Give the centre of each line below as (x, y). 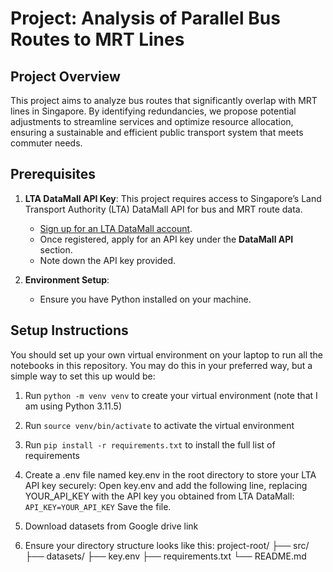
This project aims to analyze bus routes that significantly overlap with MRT (164, 100)
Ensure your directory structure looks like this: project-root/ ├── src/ (167, 545)
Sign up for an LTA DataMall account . (116, 228)
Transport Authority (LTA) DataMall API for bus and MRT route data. (163, 209)
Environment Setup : (67, 279)
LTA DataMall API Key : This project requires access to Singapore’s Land (173, 198)
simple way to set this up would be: (83, 376)
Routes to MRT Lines (97, 39)
